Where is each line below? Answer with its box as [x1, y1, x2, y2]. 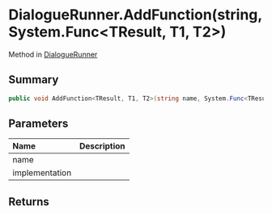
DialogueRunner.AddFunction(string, [8, 6, 263, 24]
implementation [12, 167, 72, 178]
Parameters [8, 117, 69, 131]
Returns [8, 195, 50, 208]
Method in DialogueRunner [8, 49, 98, 59]
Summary [8, 73, 59, 86]
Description [79, 141, 125, 152]
